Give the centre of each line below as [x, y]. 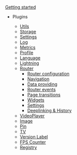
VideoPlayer [32, 116]
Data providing [42, 84]
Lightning [29, 63]
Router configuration [48, 74]
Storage [28, 31]
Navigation [38, 79]
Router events [41, 89]
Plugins [20, 17]
